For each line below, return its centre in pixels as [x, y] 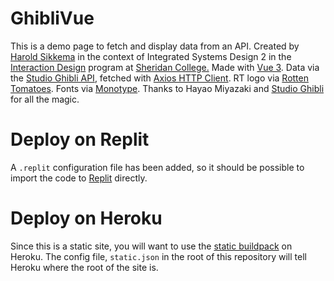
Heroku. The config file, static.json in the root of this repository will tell [158, 256]
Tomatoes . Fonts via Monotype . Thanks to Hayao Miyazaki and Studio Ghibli [167, 88]
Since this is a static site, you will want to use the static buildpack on [151, 246]
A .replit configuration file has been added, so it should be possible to [157, 167]
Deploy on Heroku [86, 218]
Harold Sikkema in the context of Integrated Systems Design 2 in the [151, 56]
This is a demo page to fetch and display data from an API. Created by [155, 46]
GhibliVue [52, 18]
